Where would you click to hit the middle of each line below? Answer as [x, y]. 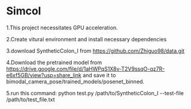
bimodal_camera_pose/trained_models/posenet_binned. [75, 81]
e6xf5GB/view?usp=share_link [44, 75]
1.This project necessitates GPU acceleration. [62, 28]
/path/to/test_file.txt [31, 99]
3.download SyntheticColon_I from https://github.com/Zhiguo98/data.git [95, 51]
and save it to [99, 75]
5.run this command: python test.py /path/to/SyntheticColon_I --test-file [95, 93]
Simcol [24, 11]
